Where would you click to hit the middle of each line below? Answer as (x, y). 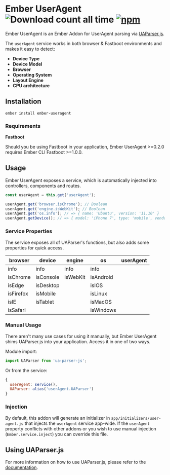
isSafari (17, 310)
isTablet (45, 302)
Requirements (23, 126)
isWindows (103, 310)
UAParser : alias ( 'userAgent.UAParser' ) (52, 389)
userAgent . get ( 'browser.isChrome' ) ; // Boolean (56, 204)
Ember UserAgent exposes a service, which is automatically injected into (81, 180)
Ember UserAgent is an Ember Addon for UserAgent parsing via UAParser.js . (85, 33)
